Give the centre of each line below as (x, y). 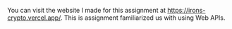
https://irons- (186, 10)
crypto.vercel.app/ (34, 18)
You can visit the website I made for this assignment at (87, 10)
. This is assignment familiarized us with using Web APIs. (143, 18)
